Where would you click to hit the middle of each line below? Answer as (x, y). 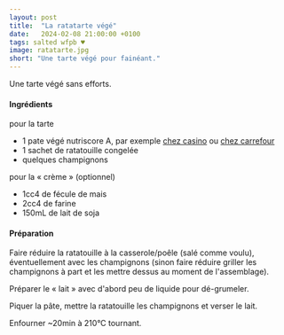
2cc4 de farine (49, 204)
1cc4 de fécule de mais (64, 194)
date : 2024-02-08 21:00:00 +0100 (75, 34)
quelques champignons (65, 160)
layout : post (33, 17)
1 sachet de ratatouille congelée (80, 151)
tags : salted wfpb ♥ (47, 42)
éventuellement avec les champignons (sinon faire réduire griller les (133, 262)
